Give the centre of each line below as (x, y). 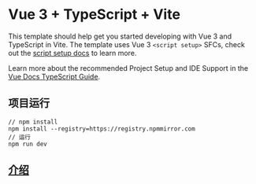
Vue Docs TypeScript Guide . (54, 76)
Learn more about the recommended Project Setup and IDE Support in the (128, 68)
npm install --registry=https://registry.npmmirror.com (102, 129)
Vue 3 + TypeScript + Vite (95, 15)
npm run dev (28, 144)
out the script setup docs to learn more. (72, 53)
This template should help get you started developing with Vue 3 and (120, 36)
